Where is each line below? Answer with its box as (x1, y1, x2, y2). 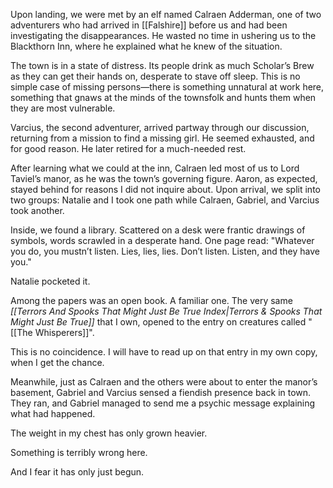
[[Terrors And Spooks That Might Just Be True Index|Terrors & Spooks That (10, 305, 323, 317)
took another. (10, 205, 65, 216)
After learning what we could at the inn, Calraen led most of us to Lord (10, 162, 300, 174)
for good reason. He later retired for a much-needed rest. (10, 143, 247, 154)
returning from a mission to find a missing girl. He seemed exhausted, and (10, 132, 315, 144)
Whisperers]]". (34, 327, 95, 338)
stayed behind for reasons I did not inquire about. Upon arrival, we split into (10, 184, 321, 195)
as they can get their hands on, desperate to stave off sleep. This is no (10, 70, 301, 82)
